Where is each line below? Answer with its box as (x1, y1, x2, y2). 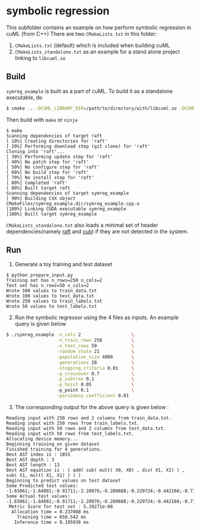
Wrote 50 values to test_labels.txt (6, 304, 97, 310)
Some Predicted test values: (6, 482, 79, 489)
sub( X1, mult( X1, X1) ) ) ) (6, 472, 82, 478)
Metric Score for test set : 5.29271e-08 (8, 503, 113, 510)
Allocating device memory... (6, 436, 79, 442)
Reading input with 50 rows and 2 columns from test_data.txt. (6, 425, 167, 431)
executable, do (6, 93, 43, 101)
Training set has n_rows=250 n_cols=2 (6, 278, 102, 283)
